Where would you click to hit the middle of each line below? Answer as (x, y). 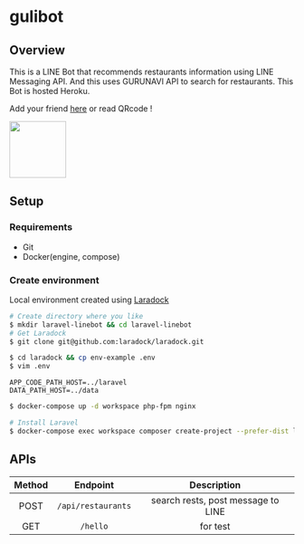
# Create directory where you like (76, 316)
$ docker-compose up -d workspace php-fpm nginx (103, 406)
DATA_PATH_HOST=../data (54, 391)
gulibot (37, 17)
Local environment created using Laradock (89, 300)
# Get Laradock (38, 333)
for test (215, 526)
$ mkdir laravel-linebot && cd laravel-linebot (101, 324)
